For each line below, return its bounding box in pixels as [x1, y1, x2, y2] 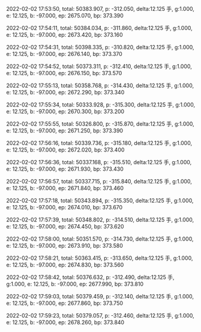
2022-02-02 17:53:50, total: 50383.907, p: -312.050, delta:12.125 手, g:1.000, [6, 5, 195, 12]
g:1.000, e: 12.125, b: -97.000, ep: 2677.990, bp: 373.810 [6, 280, 144, 287]
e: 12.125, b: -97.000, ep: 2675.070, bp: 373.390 [6, 12, 124, 19]
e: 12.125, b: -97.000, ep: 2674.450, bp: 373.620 [6, 223, 124, 230]
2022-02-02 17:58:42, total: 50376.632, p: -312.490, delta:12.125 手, [6, 274, 175, 281]
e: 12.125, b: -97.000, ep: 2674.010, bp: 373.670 [6, 204, 123, 211]
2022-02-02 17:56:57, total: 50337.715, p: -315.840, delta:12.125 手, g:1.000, [6, 178, 192, 185]
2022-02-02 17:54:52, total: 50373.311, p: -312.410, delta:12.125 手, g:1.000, [6, 63, 192, 70]
